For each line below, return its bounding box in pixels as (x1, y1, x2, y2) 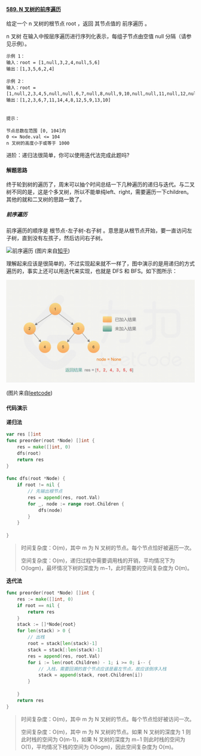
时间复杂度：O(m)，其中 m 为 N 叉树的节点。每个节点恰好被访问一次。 (20, 715, 195, 722)
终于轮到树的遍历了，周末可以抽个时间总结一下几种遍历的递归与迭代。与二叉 (6, 181, 195, 188)
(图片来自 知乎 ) (34, 247, 71, 254)
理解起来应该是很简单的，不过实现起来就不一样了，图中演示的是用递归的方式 (6, 260, 195, 267)
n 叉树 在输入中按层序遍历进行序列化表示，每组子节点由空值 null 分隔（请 (6, 33, 187, 40)
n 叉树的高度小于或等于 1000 (6, 140, 70, 146)
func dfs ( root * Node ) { (6, 476, 66, 482)
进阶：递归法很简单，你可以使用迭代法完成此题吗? (6, 152, 130, 159)
